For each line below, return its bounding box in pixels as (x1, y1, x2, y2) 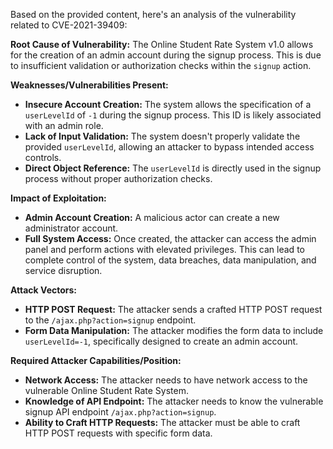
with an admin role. (24, 120, 104, 131)
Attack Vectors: (10, 284, 78, 296)
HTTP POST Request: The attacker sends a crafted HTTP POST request (24, 304, 323, 315)
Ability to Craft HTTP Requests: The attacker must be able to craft (24, 417, 301, 428)
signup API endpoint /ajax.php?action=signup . (24, 406, 217, 418)
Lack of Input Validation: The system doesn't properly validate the (24, 130, 301, 142)
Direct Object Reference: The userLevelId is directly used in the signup (24, 162, 322, 174)
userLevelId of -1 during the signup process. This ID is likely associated (24, 109, 322, 121)
